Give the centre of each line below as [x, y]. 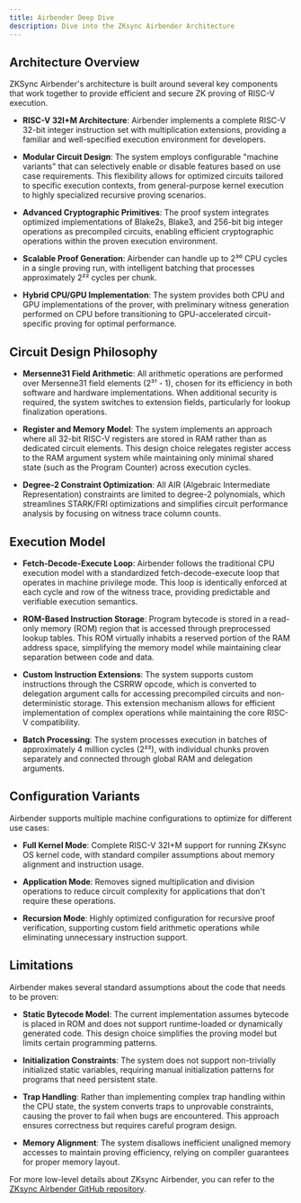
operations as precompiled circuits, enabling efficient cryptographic [148, 232]
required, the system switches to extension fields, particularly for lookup [156, 402]
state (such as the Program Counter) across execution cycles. [137, 467]
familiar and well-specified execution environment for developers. [144, 139]
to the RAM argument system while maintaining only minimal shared [148, 458]
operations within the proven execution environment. [120, 241]
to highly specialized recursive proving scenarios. [114, 195]
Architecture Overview [75, 62]
